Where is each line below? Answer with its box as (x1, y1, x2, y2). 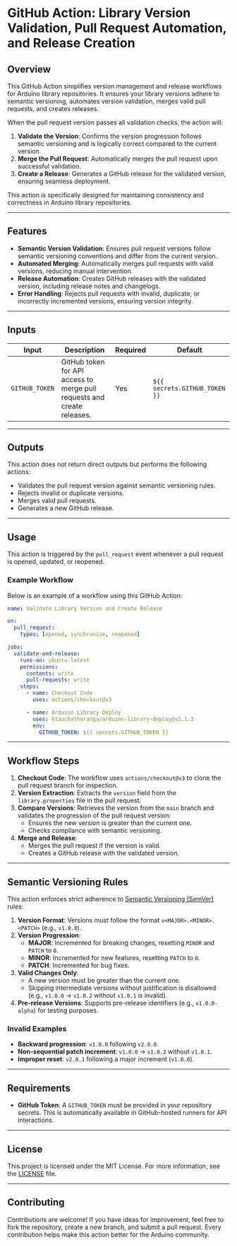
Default (176, 345, 202, 354)
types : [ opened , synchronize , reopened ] (20, 631, 140, 638)
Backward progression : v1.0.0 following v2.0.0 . (17, 1040, 159, 1049)
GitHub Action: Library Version (7, 5, 191, 21)
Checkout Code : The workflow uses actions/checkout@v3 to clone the (17, 773, 221, 783)
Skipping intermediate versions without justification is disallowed (28, 983, 217, 992)
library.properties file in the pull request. (17, 796, 141, 804)
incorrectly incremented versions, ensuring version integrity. (17, 296, 193, 305)
